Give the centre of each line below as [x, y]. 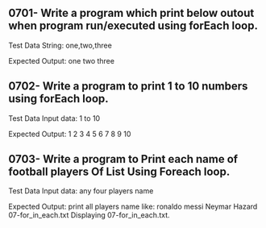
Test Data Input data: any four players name [81, 191]
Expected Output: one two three [62, 60]
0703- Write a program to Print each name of [123, 159]
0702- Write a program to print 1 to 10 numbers [128, 87]
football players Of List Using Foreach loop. [119, 172]
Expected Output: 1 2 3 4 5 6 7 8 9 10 [70, 134]
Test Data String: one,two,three [60, 45]
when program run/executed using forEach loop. [133, 26]
